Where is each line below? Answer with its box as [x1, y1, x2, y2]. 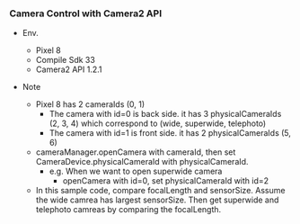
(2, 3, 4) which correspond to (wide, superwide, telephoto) [49, 118, 267, 129]
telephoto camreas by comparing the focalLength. [35, 204, 222, 215]
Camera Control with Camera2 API [9, 7, 163, 20]
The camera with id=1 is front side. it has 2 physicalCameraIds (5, [49, 128, 292, 139]
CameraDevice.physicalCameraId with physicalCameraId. [35, 157, 249, 167]
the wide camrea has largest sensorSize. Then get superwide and [35, 194, 279, 205]
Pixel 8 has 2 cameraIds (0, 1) [35, 99, 146, 110]
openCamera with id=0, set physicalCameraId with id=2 [62, 175, 269, 186]
